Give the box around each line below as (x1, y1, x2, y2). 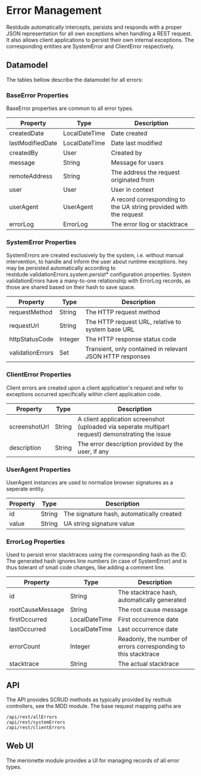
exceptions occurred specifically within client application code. (6, 390, 162, 397)
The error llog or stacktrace (111, 220, 188, 228)
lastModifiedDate (9, 139, 58, 147)
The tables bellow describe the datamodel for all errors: (6, 76, 144, 83)
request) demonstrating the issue (77, 430, 172, 438)
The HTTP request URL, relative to (85, 318, 181, 326)
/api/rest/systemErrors (6, 719, 66, 726)
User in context (111, 186, 154, 194)
